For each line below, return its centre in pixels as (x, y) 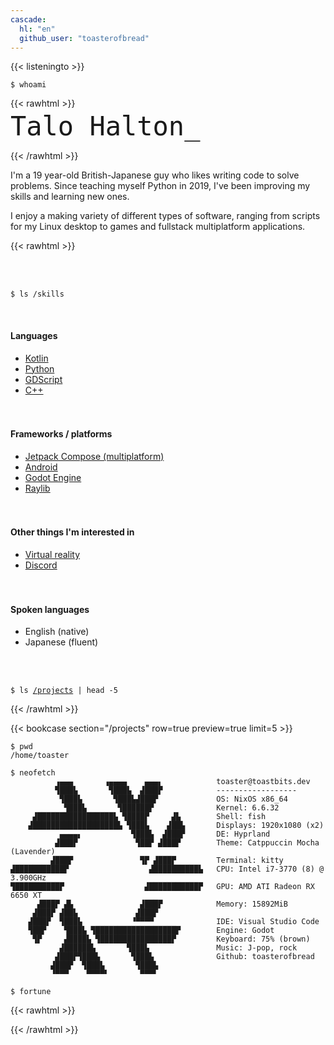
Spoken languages (50, 609)
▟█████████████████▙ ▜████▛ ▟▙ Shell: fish (149, 817)
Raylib (37, 488)
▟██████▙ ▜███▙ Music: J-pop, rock (178, 948)
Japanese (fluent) (61, 642)
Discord (41, 565)
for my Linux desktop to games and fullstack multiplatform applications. (158, 227)
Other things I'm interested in (72, 532)
